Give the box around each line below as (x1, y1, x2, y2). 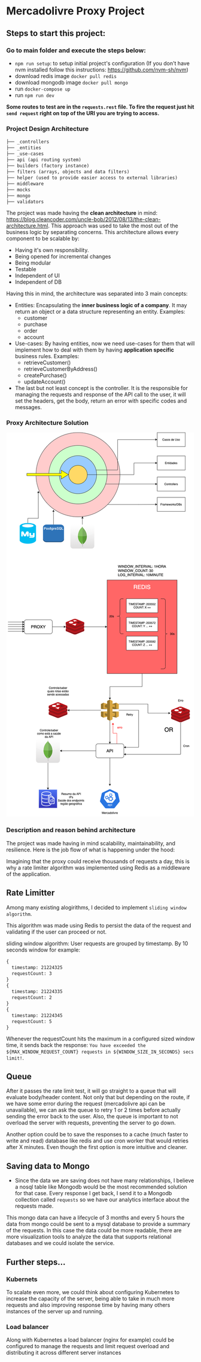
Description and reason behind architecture (6, 826, 136, 835)
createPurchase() (23, 372, 67, 379)
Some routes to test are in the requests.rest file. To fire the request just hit (6, 103, 194, 110)
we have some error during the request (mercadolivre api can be (6, 1100, 166, 1108)
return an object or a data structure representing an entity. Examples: (14, 308, 185, 316)
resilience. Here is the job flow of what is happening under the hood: (6, 846, 175, 853)
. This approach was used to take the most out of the (47, 222, 178, 229)
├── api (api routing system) (6, 157, 82, 163)
